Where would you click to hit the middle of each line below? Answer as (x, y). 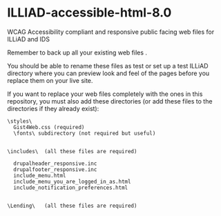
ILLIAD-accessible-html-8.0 (89, 13)
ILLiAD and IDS (29, 39)
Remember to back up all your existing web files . (77, 52)
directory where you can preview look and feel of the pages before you (108, 73)
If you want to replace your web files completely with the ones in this (105, 94)
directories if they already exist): (53, 108)
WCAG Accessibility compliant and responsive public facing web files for (111, 32)
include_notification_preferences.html (71, 188)
